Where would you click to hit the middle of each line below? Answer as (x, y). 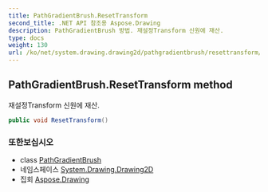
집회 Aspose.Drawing (55, 179)
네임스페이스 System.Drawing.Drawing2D (87, 169)
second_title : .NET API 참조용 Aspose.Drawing (85, 23)
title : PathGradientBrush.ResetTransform (78, 16)
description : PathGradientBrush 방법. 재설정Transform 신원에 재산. (116, 30)
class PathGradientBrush (61, 159)
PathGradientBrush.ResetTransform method (120, 85)
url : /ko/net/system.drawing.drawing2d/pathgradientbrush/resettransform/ (135, 53)
